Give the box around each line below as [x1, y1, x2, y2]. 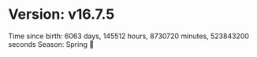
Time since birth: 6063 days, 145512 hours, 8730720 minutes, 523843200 [8, 31, 250, 41]
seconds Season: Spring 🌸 [8, 39, 95, 48]
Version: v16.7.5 [8, 5, 115, 23]
